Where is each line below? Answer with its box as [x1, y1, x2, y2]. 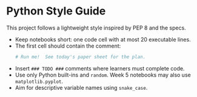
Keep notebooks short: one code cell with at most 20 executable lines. [15, 36, 191, 43]
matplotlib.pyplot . [15, 77, 64, 85]
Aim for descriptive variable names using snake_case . [15, 84, 148, 91]
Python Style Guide [6, 4, 106, 18]
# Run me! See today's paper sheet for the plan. [15, 54, 146, 60]
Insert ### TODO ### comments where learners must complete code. [15, 64, 185, 72]
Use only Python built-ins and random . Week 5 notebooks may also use [15, 71, 191, 78]
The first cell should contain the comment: [15, 42, 121, 49]
